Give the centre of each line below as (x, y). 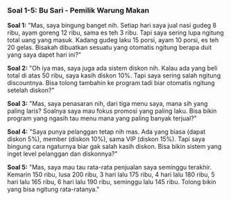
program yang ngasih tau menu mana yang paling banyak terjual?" (102, 118)
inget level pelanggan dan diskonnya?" (62, 154)
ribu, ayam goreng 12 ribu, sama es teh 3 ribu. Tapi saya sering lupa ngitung (115, 33)
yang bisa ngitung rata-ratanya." (53, 190)
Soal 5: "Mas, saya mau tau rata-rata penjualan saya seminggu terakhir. (110, 167)
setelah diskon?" (31, 90)
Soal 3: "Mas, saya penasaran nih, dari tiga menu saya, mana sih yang (108, 104)
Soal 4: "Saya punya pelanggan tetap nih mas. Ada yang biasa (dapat (106, 132)
